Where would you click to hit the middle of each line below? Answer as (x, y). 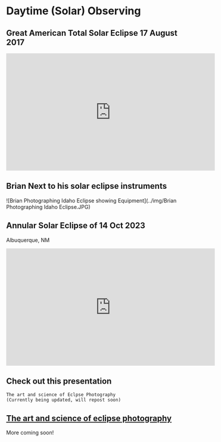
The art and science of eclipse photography (89, 418)
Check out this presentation (59, 382)
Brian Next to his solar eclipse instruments (87, 186)
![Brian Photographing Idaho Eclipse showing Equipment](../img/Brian (91, 200)
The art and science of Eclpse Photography (61, 395)
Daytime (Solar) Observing (74, 11)
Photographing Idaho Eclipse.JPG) (48, 207)
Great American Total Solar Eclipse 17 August (92, 33)
